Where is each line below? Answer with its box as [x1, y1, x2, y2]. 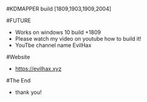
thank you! [15, 89, 42, 96]
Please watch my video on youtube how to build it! [15, 35, 142, 42]
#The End [6, 77, 31, 84]
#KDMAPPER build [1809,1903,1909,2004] [6, 5, 111, 12]
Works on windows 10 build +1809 [15, 29, 101, 36]
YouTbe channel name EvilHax [15, 42, 92, 49]
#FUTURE [6, 17, 32, 24]
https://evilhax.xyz [15, 65, 62, 72]
